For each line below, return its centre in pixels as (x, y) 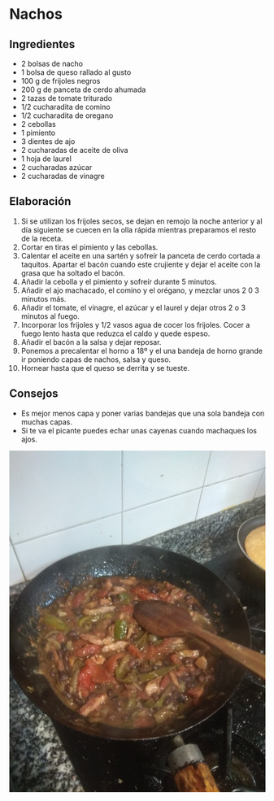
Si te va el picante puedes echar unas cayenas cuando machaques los (139, 430)
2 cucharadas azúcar (57, 167)
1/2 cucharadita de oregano (67, 115)
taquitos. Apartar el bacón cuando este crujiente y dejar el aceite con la (141, 264)
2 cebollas (38, 124)
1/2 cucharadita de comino (65, 107)
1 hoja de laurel (46, 159)
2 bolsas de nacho (52, 63)
